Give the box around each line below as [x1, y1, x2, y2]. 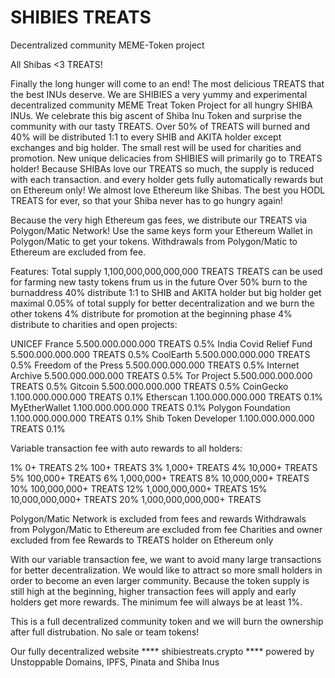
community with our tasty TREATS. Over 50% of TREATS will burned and [10, 120, 310, 132]
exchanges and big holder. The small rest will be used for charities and [10, 141, 302, 153]
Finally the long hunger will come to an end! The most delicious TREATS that [10, 77, 325, 90]
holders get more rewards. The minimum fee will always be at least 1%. [10, 596, 303, 608]
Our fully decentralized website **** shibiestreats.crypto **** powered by [10, 645, 315, 657]
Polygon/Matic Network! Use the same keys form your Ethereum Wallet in [10, 224, 313, 236]
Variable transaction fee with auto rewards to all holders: [10, 442, 243, 454]
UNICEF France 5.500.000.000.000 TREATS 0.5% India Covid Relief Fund [10, 337, 313, 350]
